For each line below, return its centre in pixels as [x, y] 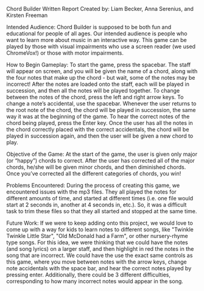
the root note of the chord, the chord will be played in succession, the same [101, 110]
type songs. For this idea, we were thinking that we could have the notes [97, 242]
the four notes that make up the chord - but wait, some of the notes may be [101, 78]
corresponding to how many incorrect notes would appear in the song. [95, 281]
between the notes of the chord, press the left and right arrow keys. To [95, 97]
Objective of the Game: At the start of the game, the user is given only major [102, 154]
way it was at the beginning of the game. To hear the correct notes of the [98, 116]
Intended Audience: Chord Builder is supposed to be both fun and [89, 27]
